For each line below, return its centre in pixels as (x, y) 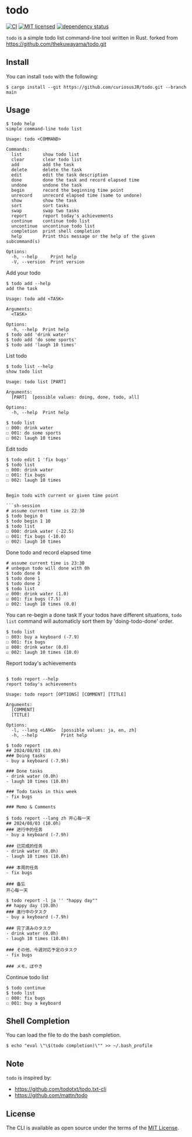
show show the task (44, 200)
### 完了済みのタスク (29, 928)
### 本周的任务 (22, 867)
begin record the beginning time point (68, 190)
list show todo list (46, 154)
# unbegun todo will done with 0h (48, 568)
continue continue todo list (51, 221)
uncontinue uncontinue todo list (53, 226)
